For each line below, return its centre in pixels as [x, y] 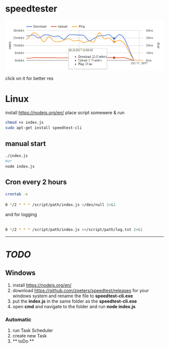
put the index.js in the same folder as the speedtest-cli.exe [75, 301]
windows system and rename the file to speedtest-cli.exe [73, 296]
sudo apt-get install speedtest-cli [44, 128]
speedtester [31, 9]
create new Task [30, 336]
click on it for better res [29, 78]
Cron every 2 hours [36, 182]
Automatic [18, 319]
